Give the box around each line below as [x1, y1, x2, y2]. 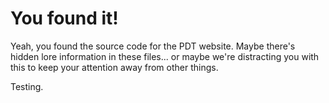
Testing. [10, 80, 44, 92]
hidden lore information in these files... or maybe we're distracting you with [10, 50, 320, 62]
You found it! [10, 7, 119, 30]
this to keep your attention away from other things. [10, 61, 219, 73]
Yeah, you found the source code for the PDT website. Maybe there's [10, 40, 296, 52]
